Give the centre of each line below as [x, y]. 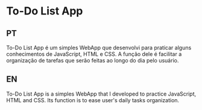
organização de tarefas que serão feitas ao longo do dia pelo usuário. [93, 60]
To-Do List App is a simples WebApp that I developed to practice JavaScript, [101, 94]
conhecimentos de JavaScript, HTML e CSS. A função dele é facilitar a [94, 54]
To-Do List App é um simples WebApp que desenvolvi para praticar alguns [99, 47]
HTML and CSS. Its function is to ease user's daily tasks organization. [93, 100]
